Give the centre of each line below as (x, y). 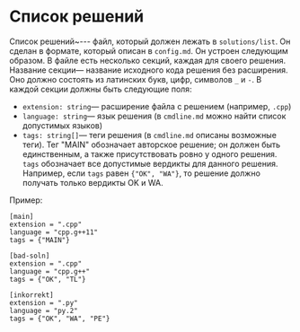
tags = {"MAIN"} (40, 240)
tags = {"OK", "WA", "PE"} (60, 319)
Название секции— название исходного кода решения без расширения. (149, 70)
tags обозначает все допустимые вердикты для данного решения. (150, 163)
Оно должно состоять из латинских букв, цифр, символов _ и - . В (136, 79)
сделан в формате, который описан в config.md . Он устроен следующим (149, 50)
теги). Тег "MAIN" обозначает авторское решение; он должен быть (151, 144)
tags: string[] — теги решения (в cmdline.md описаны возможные (149, 135)
